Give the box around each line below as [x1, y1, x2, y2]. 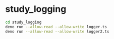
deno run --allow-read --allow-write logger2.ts [5, 29, 109, 34]
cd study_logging [5, 20, 42, 25]
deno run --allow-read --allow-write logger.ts [5, 24, 107, 29]
